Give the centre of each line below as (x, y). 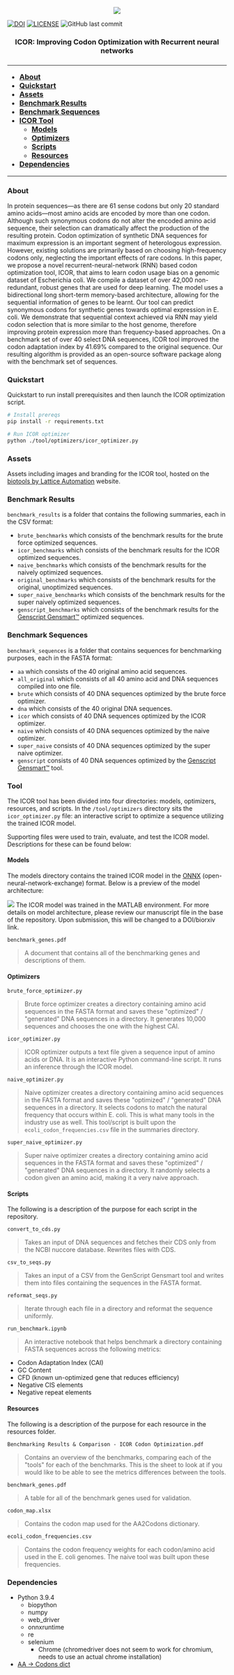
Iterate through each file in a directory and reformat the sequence (118, 1308)
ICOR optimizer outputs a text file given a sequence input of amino (119, 1052)
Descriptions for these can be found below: (69, 844)
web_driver (44, 1619)
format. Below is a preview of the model (143, 883)
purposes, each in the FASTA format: (60, 658)
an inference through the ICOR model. (79, 1067)
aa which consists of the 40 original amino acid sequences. (102, 671)
